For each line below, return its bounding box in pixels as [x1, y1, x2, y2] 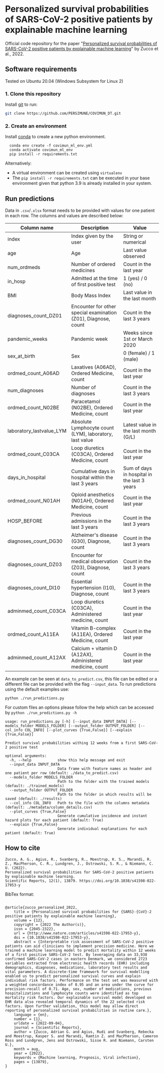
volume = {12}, [14, 918, 45, 923]
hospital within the [71, 474, 113, 481]
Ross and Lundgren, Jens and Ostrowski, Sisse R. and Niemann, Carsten [5, 1038, 154, 1043]
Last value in [123, 289, 152, 296]
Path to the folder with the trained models [57, 779, 150, 784]
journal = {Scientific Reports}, [14, 1025, 82, 1030]
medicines [71, 267, 95, 274]
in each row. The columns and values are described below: [5, 213, 123, 219]
